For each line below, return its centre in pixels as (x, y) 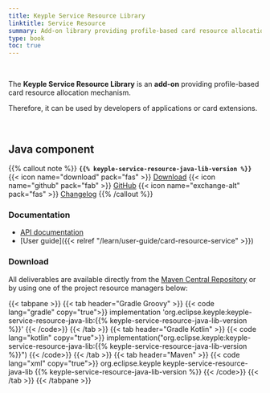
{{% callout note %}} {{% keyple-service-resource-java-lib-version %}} (130, 168)
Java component (51, 149)
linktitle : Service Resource (57, 23)
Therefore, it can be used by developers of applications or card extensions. (133, 108)
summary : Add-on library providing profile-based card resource (118, 31)
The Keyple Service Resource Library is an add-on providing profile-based (134, 84)
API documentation (52, 232)
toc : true (25, 46)
